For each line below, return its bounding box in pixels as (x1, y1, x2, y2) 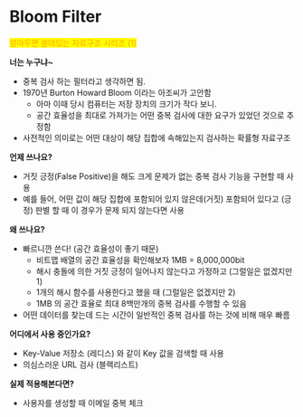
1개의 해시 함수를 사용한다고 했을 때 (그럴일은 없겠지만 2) (35, 287, 236, 298)
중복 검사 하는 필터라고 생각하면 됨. (22, 75, 147, 87)
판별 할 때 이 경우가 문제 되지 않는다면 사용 (34, 204, 185, 215)
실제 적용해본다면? (9, 378, 75, 389)
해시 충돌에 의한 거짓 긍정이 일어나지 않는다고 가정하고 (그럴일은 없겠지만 (35, 265, 293, 277)
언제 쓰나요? (9, 151, 52, 162)
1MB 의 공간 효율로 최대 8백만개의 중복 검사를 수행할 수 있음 (35, 298, 247, 308)
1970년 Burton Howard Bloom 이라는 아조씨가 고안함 (22, 87, 212, 98)
